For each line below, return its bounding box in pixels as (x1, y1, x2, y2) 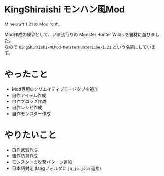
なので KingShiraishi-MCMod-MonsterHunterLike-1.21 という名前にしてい (4, 44, 152, 50)
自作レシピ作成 (11, 104, 42, 110)
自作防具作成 (11, 152, 38, 159)
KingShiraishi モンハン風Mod (4, 4, 125, 15)
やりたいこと (4, 130, 57, 141)
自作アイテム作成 (11, 92, 46, 98)
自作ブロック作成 (11, 98, 47, 104)
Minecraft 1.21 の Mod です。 (4, 21, 63, 27)
